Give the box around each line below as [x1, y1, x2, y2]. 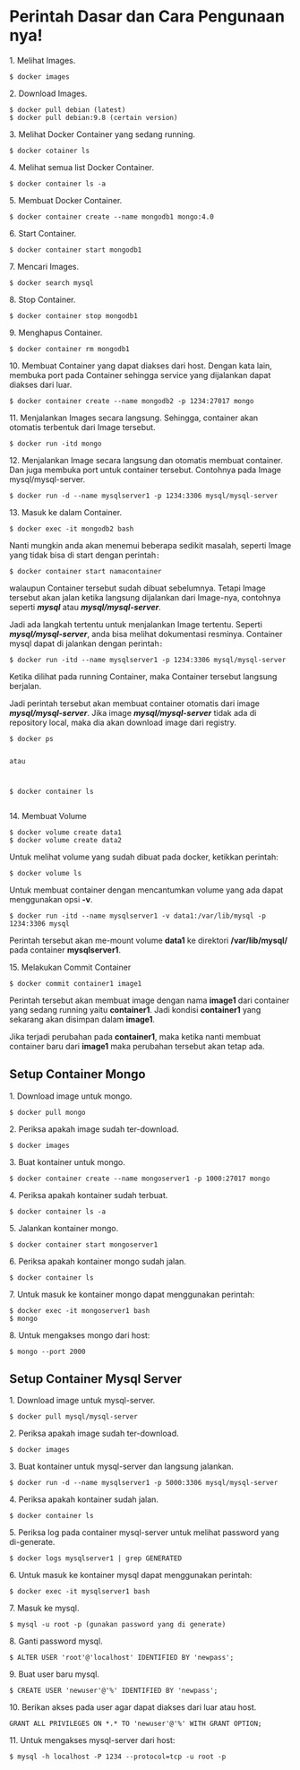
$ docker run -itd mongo [9, 439, 102, 448]
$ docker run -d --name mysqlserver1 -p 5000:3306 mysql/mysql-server [9, 1479, 279, 1488]
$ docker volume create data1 [9, 827, 123, 837]
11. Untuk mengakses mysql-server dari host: [9, 1735, 176, 1746]
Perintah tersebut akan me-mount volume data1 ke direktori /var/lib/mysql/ [9, 935, 288, 945]
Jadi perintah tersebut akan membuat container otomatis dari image [9, 697, 260, 709]
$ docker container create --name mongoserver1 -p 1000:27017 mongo [9, 1174, 270, 1183]
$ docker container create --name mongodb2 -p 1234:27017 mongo [9, 396, 254, 405]
